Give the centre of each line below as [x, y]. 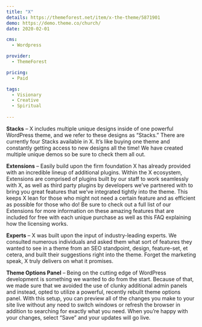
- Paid [20, 78]
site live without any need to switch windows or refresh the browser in [93, 305]
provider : [19, 56]
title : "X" [20, 12]
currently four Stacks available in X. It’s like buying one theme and [88, 141]
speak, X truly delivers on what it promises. [60, 261]
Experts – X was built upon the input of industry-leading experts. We [91, 235]
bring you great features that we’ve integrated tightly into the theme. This [97, 191]
